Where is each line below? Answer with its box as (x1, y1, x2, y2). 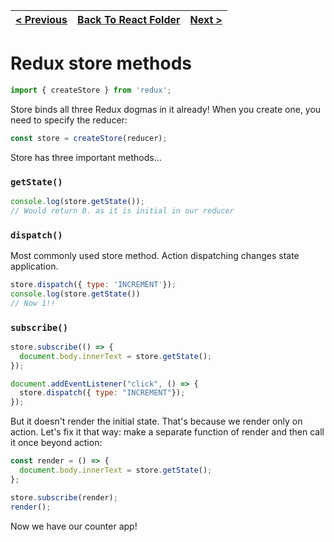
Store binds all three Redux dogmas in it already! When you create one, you (10, 103, 322, 115)
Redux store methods (10, 52, 193, 75)
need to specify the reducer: (10, 114, 128, 126)
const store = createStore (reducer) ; (10, 133, 168, 143)
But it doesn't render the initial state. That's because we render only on (10, 415, 303, 428)
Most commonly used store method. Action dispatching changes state (10, 250, 300, 262)
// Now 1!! (10, 298, 56, 308)
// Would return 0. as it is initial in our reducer (10, 205, 235, 216)
